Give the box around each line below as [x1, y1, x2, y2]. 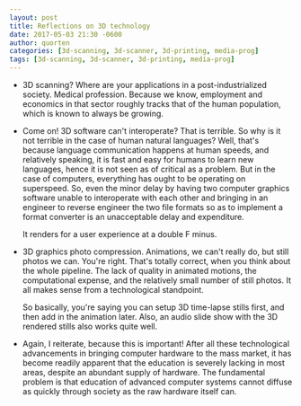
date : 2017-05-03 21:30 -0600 [9, 30, 123, 39]
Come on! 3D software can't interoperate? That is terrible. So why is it [22, 126, 281, 136]
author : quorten [9, 38, 70, 48]
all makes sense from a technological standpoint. [22, 285, 204, 295]
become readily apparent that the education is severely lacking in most [22, 357, 286, 368]
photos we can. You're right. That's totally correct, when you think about [22, 256, 291, 266]
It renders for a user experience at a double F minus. [22, 229, 217, 239]
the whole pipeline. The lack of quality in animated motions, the [22, 266, 258, 276]
